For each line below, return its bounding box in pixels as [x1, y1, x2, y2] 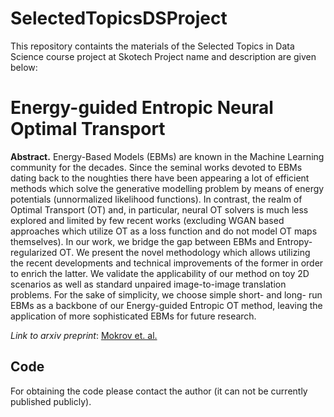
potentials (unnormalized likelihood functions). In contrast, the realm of [10, 193, 303, 205]
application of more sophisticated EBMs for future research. [10, 310, 257, 322]
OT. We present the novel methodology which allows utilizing [59, 246, 311, 258]
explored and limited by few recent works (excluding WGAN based [10, 214, 285, 226]
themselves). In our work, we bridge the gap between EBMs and [10, 235, 275, 247]
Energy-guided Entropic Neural [10, 97, 274, 119]
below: [10, 61, 38, 73]
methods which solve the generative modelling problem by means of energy [10, 182, 325, 194]
